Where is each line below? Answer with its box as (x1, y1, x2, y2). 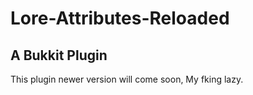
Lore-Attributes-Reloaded (10, 7, 230, 30)
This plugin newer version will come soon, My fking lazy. (10, 73, 244, 85)
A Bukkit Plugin (10, 47, 108, 64)
